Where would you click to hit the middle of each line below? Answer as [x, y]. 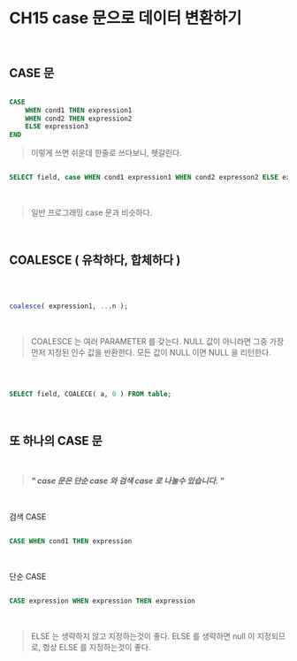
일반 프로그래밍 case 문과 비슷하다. [91, 212]
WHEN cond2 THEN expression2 [79, 119]
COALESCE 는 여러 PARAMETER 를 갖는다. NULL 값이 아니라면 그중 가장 [157, 341]
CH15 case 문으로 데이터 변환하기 [126, 18]
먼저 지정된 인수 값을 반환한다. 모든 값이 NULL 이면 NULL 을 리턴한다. [151, 352]
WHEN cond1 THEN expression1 [79, 110]
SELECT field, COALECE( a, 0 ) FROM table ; [91, 394]
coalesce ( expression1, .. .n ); [69, 306]
